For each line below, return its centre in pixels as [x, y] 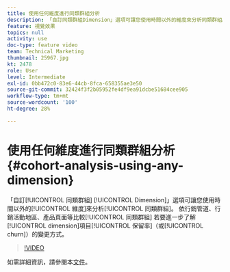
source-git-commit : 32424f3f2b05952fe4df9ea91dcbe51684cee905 [98, 90]
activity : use [27, 39]
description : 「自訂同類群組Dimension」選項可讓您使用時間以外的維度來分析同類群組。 [117, 20]
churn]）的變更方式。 [38, 234]
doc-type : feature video [42, 45]
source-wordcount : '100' [42, 103]
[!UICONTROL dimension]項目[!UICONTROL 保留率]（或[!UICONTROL [105, 226]
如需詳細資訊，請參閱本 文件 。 [49, 262]
